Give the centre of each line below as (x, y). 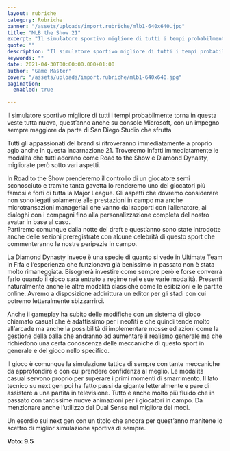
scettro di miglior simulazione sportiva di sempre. (77, 428)
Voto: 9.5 (21, 441)
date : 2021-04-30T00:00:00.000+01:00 (61, 64)
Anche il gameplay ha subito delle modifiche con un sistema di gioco (104, 314)
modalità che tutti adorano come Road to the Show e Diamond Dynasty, (108, 158)
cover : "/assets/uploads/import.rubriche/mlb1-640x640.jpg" (95, 77)
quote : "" (21, 45)
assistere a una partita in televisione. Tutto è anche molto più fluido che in (111, 393)
